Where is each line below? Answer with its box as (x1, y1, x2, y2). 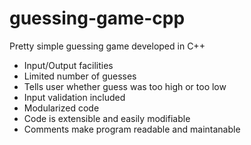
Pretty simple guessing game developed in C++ (9, 40, 206, 52)
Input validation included (23, 91, 126, 103)
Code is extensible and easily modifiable (23, 112, 191, 124)
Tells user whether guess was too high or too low (23, 80, 227, 92)
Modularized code (23, 102, 100, 114)
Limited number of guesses (23, 70, 137, 82)
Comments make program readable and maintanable (23, 123, 241, 135)
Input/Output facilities (23, 59, 114, 71)
